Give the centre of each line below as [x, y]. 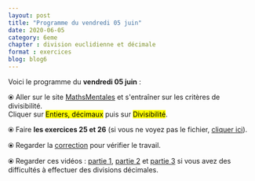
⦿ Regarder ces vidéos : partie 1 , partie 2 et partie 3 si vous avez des [120, 161]
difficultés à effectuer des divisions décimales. [84, 169]
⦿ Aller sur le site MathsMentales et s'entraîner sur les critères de [114, 97]
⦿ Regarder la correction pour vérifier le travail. [84, 145]
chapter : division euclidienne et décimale [82, 45]
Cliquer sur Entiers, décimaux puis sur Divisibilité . [88, 114]
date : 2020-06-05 [36, 30]
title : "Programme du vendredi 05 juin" [75, 23]
